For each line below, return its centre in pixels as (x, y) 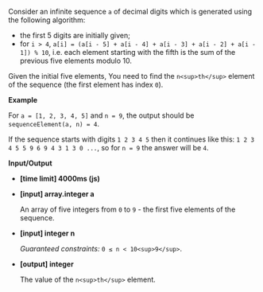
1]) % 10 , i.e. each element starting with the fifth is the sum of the (128, 52)
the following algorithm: (47, 20)
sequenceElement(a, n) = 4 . (54, 124)
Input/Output (31, 163)
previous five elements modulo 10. (76, 60)
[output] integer (46, 264)
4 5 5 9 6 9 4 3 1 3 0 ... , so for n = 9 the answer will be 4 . (108, 148)
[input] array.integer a (57, 194)
